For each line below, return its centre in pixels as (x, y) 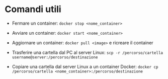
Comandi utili (33, 9)
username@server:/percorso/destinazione (55, 57)
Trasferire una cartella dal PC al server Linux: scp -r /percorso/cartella (87, 52)
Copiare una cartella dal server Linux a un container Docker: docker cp (85, 66)
